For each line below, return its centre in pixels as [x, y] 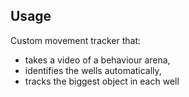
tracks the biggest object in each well [102, 81]
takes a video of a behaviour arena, [97, 60]
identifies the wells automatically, [93, 70]
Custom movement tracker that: [76, 40]
